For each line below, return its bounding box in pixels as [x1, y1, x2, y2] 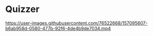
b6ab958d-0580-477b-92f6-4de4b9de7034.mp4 [5, 25, 111, 31]
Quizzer [5, 3, 40, 15]
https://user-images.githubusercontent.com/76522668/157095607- [5, 20, 148, 26]
